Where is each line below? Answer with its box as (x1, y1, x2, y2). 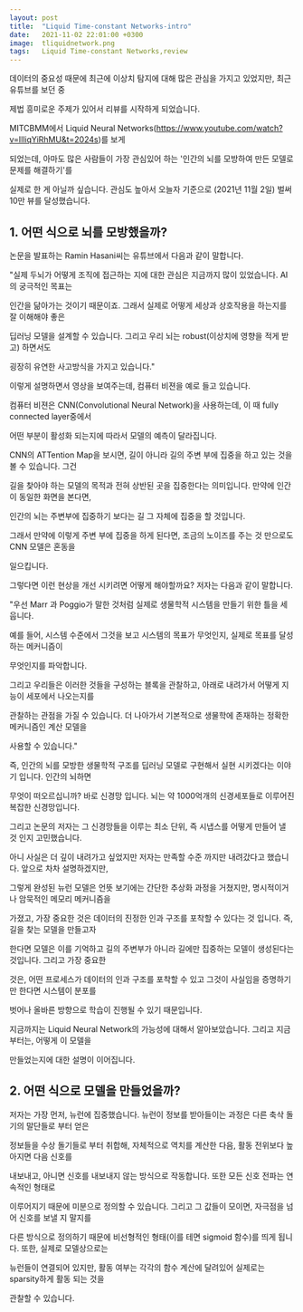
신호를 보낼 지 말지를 (18, 1211, 92, 1223)
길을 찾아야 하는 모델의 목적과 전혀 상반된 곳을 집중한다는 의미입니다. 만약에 (9, 479, 275, 490)
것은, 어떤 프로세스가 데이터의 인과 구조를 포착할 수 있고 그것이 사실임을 (9, 973, 260, 984)
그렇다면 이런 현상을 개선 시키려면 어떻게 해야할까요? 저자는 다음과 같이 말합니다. (9, 579, 294, 590)
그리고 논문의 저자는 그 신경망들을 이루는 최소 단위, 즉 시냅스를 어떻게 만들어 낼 (9, 821, 287, 832)
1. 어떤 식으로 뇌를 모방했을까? (9, 224, 167, 240)
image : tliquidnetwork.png (9, 38, 116, 48)
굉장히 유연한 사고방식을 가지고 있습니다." (9, 361, 156, 371)
